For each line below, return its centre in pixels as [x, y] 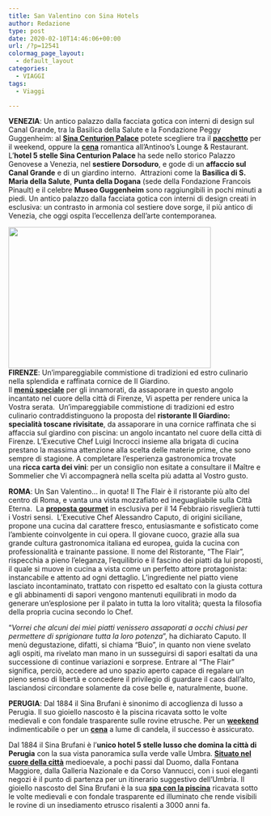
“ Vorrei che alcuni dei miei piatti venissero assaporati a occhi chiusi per [128, 627]
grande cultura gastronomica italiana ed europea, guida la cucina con [124, 543]
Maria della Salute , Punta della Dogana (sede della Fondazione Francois [130, 181]
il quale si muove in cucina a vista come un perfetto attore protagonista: [128, 569]
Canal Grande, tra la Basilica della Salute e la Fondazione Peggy [114, 130]
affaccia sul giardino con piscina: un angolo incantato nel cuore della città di [135, 433]
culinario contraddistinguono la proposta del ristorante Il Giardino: [119, 416]
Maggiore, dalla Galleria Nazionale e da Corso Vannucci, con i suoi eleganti [133, 771]
